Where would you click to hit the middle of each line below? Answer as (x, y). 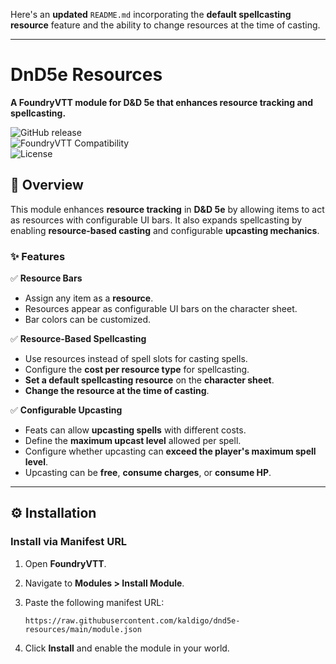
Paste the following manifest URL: (94, 602)
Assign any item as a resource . (89, 298)
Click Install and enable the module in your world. (127, 648)
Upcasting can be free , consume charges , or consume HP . (148, 473)
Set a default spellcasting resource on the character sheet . (149, 380)
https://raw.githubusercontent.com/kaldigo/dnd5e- (132, 620)
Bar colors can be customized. (88, 320)
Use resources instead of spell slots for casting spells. (136, 359)
